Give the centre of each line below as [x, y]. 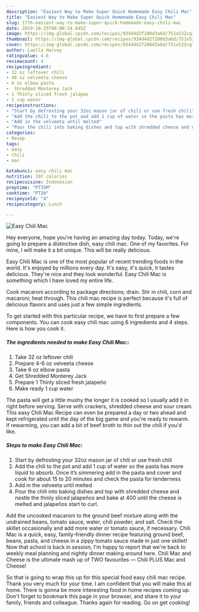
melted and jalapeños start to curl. [57, 504]
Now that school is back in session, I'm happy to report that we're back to [96, 547]
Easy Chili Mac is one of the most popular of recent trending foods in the [95, 262]
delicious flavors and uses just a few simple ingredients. [74, 305]
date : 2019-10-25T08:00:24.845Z [46, 28]
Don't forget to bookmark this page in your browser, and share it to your [94, 597]
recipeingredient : [29, 67]
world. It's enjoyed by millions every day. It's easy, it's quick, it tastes [90, 268]
